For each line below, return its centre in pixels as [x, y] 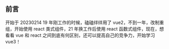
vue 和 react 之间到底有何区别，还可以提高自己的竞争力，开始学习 [85, 35]
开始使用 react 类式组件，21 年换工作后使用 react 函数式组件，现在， [87, 29]
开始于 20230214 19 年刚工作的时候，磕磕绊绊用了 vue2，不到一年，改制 [82, 22]
